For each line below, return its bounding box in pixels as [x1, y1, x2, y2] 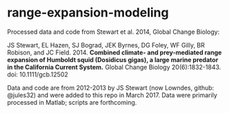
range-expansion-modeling [7, 5, 169, 21]
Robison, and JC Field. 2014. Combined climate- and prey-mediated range [7, 48, 222, 56]
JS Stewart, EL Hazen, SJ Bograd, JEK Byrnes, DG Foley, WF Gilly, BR [7, 41, 206, 49]
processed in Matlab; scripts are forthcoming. [7, 98, 137, 106]
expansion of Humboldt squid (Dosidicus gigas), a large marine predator [7, 55, 219, 63]
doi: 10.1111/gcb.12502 [7, 70, 69, 79]
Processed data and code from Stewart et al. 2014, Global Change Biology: [7, 28, 220, 36]
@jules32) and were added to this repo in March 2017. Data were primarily [7, 91, 217, 99]
